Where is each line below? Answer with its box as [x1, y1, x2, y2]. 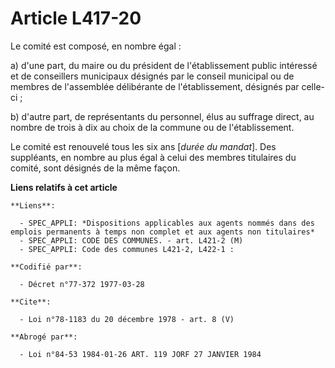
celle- [301, 80, 325, 92]
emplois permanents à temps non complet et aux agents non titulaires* [10, 227, 315, 237]
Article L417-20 [10, 7, 142, 30]
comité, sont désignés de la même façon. [10, 162, 181, 174]
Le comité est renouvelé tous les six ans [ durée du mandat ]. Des [10, 140, 277, 152]
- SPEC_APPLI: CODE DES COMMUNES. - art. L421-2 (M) [19, 235, 244, 246]
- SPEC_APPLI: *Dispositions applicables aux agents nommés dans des [19, 218, 315, 228]
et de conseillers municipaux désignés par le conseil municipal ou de [10, 70, 295, 82]
